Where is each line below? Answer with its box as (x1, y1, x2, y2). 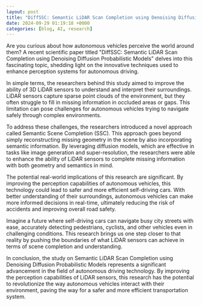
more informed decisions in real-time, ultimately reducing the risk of (6, 199, 175, 206)
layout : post (6, 8, 39, 15)
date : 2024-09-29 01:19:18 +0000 (6, 20, 90, 26)
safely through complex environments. (6, 112, 102, 119)
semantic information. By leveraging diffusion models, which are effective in (6, 142, 194, 150)
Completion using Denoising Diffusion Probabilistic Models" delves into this (6, 55, 193, 62)
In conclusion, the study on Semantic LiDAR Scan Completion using (6, 255, 173, 262)
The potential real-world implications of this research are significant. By (6, 173, 183, 181)
